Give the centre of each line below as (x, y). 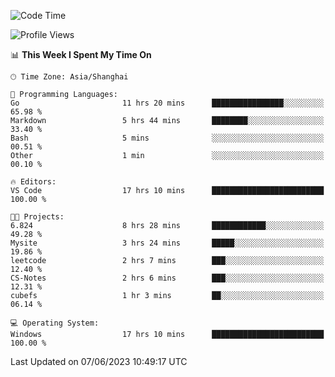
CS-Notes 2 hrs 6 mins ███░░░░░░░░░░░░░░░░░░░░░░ (167, 278)
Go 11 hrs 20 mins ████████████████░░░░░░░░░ (167, 103)
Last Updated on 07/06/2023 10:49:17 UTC (99, 361)
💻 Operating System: (55, 323)
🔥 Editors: (33, 182)
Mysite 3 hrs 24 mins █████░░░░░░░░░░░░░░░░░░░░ (167, 243)
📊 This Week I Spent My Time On (81, 54)
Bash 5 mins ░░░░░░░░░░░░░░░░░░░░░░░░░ (167, 138)
